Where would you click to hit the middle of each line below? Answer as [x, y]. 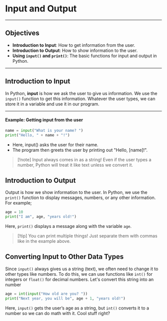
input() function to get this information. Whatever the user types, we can [80, 99]
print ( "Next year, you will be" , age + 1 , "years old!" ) [65, 298]
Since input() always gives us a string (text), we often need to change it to [82, 269]
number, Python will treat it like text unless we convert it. [75, 165]
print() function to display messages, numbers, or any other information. [81, 198]
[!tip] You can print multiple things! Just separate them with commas [87, 236]
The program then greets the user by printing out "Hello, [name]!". [80, 150]
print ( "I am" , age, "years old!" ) [41, 217]
